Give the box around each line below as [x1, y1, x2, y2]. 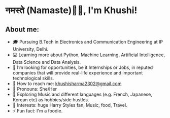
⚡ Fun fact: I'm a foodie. [12, 108, 63, 113]
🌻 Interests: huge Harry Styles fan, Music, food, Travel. [12, 102, 128, 108]
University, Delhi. [12, 46, 49, 52]
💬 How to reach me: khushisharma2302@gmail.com [12, 81, 122, 87]
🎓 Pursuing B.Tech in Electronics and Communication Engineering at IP [12, 39, 163, 45]
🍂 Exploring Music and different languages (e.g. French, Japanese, [12, 91, 152, 97]
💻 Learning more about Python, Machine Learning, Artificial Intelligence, [12, 52, 165, 58]
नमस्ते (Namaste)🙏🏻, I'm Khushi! [5, 5, 138, 16]
